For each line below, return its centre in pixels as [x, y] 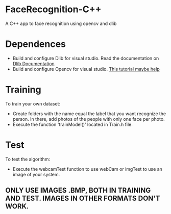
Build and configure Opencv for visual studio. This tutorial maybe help [86, 69]
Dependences [36, 44]
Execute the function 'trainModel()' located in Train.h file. [72, 124]
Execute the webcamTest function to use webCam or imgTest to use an [87, 169]
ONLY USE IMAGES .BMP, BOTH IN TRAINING [78, 190]
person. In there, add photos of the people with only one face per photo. [89, 119]
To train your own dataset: [33, 103]
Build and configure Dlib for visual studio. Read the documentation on [86, 58]
